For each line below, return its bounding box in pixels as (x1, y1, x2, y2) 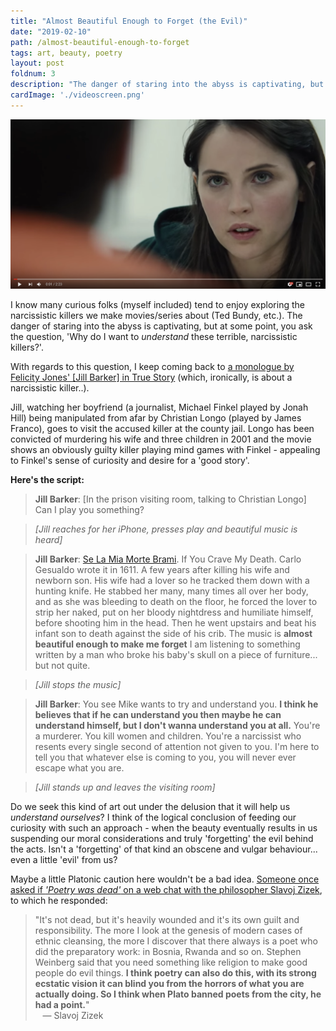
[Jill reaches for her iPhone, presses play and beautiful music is (34, 523, 298, 535)
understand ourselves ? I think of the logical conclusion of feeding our (10, 811, 297, 823)
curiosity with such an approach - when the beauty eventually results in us (10, 821, 318, 834)
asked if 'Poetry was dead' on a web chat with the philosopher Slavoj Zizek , (10, 883, 323, 895)
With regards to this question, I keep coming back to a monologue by (10, 360, 295, 372)
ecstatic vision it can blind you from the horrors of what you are (34, 977, 305, 989)
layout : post (10, 58, 65, 69)
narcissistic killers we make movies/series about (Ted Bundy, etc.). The (10, 309, 303, 321)
